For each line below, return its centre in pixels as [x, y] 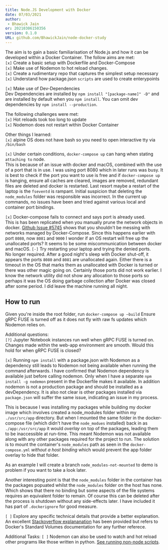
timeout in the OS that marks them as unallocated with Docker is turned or [82, 265]
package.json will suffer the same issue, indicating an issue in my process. [82, 397]
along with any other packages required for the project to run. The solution [82, 439]
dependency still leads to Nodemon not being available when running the [81, 365]
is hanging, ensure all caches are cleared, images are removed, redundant [82, 180]
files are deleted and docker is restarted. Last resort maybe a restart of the [82, 186]
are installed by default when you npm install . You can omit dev [72, 99]
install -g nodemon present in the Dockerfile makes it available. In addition [82, 381]
